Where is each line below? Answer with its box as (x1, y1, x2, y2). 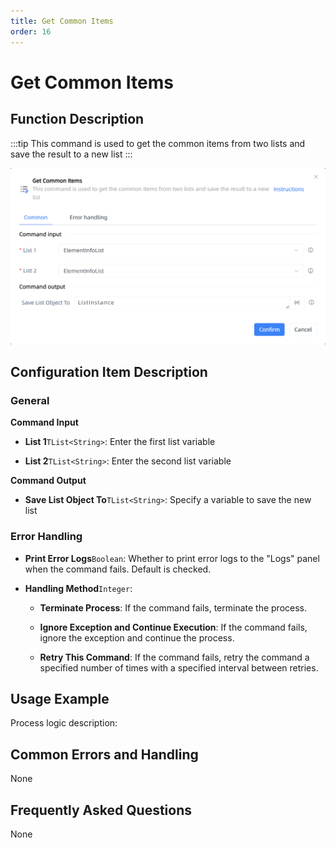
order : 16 (10, 26, 52, 37)
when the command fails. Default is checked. (24, 563, 212, 575)
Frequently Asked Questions (10, 801, 193, 819)
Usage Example (10, 690, 110, 707)
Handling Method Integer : (24, 582, 133, 594)
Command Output (10, 475, 87, 487)
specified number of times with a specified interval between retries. (39, 661, 319, 674)
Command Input (10, 416, 79, 429)
